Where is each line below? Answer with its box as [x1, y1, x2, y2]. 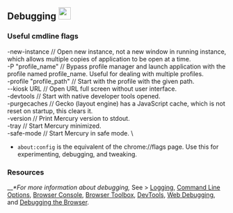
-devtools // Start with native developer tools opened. [7, 91, 161, 100]
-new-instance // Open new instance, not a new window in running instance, [7, 47, 227, 56]
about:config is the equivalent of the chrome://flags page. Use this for [17, 142, 219, 151]
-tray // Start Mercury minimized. [7, 122, 102, 130]
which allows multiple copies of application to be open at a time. [7, 54, 191, 63]
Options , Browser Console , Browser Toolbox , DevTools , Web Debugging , [7, 190, 216, 199]
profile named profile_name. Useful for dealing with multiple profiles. [7, 69, 204, 78]
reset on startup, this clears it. [7, 106, 93, 115]
